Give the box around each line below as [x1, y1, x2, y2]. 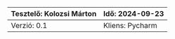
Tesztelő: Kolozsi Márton [11, 9, 97, 18]
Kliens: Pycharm [103, 21, 157, 30]
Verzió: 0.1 [11, 21, 47, 30]
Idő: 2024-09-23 [103, 9, 164, 18]
